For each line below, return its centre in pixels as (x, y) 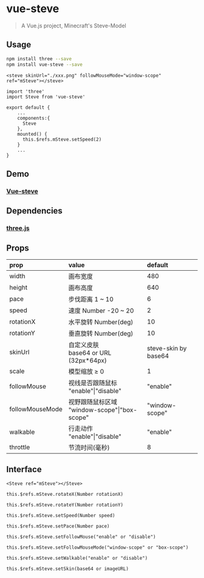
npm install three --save (39, 59)
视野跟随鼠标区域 (93, 402)
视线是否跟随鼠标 (93, 383)
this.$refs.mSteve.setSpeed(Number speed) (61, 515)
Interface (24, 469)
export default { (28, 107)
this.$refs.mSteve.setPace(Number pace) (58, 526)
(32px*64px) (88, 360)
